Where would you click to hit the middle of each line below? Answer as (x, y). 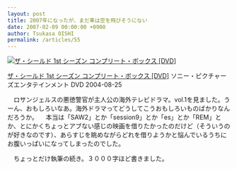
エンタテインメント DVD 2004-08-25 (68, 84)
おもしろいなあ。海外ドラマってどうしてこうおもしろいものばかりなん (128, 108)
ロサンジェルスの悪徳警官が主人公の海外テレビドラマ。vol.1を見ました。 (118, 100)
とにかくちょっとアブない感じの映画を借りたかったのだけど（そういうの (125, 126)
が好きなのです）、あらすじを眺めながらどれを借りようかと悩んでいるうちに (117, 135)
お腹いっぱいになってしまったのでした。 (66, 144)
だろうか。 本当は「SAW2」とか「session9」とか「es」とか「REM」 (111, 118)
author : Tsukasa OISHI (41, 33)
